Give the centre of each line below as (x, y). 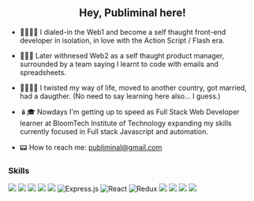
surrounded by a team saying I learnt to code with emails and (119, 64)
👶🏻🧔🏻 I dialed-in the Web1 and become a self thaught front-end (123, 32)
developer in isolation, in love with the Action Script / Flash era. (122, 40)
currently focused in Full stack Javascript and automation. (114, 131)
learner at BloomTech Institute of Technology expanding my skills (125, 123)
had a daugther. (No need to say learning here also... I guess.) (120, 96)
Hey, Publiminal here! (133, 13)
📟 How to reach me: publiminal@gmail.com (91, 147)
